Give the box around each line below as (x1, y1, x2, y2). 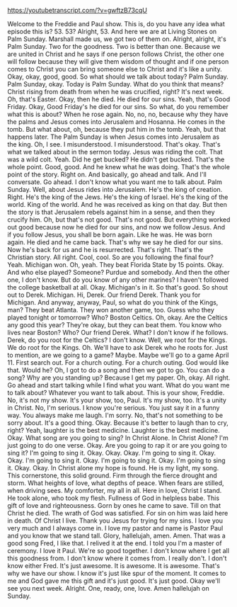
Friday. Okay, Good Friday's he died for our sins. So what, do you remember (7, 103, 229, 110)
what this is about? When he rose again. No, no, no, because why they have (7, 110, 229, 118)
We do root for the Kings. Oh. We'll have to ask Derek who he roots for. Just (7, 344, 229, 351)
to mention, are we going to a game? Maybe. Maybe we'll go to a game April (7, 351, 229, 359)
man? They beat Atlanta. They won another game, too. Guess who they (7, 306, 214, 314)
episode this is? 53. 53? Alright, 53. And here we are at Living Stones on (7, 28, 217, 35)
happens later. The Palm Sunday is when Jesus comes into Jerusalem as (7, 132, 220, 141)
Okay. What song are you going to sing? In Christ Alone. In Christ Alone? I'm (7, 433, 229, 442)
